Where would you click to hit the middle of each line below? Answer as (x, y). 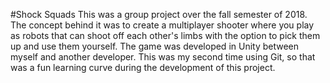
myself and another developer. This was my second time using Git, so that (163, 57)
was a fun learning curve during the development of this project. (143, 67)
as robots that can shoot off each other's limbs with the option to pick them (165, 35)
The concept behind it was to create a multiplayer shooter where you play (162, 25)
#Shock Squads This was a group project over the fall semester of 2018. (159, 14)
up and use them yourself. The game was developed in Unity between (155, 46)
